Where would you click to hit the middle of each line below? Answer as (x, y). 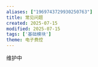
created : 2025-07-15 (32, 23)
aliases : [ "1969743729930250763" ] (50, 12)
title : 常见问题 (25, 18)
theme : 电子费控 (25, 40)
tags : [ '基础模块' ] (29, 34)
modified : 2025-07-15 (33, 29)
